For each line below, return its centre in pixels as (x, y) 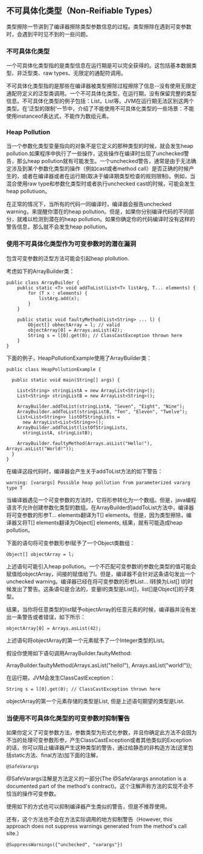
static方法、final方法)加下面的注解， (56, 755)
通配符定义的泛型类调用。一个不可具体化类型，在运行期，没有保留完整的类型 (101, 94)
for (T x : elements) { (58, 293)
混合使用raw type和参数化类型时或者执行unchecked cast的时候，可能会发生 (101, 184)
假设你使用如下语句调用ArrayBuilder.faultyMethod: (69, 653)
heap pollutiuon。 (28, 191)
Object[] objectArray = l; (40, 554)
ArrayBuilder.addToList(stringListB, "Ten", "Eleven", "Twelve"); (102, 412)
